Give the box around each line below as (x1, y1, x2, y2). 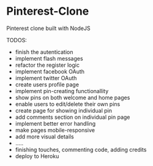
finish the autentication (15, 48, 73, 56)
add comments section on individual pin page (15, 113, 130, 121)
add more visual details (15, 133, 75, 140)
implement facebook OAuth (15, 67, 84, 75)
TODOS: (6, 36, 28, 43)
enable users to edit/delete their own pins (15, 100, 121, 108)
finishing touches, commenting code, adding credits (15, 146, 147, 153)
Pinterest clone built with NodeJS (6, 25, 91, 32)
